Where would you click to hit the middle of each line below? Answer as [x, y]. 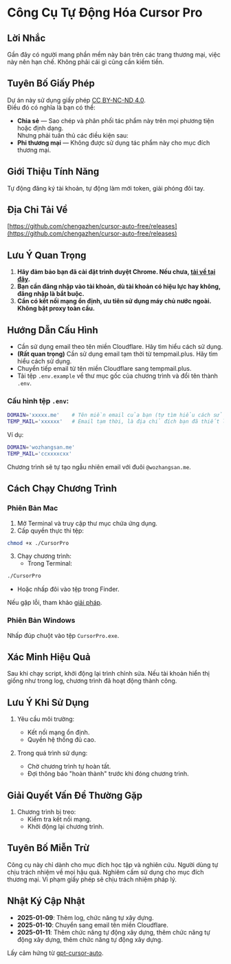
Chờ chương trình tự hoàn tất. [69, 767]
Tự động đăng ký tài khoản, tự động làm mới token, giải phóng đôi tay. [106, 188]
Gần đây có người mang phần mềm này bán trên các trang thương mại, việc [114, 54]
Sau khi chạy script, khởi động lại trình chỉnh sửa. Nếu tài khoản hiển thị [108, 674]
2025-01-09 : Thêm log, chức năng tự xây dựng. [85, 917]
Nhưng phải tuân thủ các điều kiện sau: [73, 135]
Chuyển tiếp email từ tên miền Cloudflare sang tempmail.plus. [104, 369]
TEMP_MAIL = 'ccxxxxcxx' [40, 453]
